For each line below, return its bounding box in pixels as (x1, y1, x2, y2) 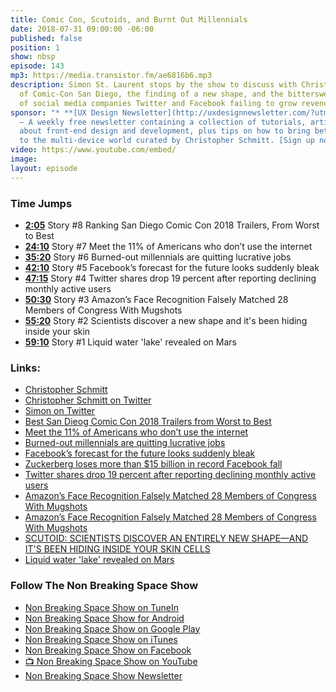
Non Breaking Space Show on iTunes (24, 633, 178, 645)
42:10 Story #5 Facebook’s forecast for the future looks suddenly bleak (24, 261, 320, 273)
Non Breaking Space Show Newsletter (24, 669, 183, 681)
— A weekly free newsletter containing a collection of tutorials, (19, 117, 307, 127)
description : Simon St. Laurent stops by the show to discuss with (10, 80, 298, 90)
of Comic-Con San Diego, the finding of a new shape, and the (19, 89, 284, 99)
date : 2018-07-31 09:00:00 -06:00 (10, 24, 155, 34)
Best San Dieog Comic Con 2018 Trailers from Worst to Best (24, 416, 272, 428)
